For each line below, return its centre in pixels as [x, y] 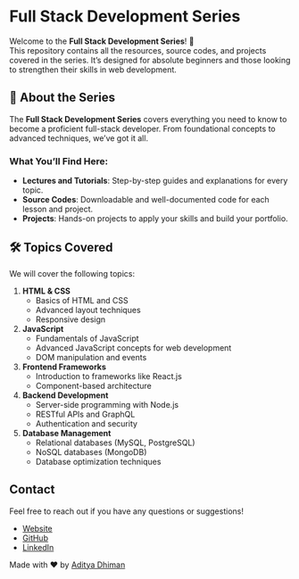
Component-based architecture [93, 385]
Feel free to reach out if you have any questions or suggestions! [126, 511]
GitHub [35, 538]
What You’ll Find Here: [59, 161]
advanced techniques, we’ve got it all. [79, 138]
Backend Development [65, 395]
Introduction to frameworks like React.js [109, 376]
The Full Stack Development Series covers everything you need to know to [148, 119]
